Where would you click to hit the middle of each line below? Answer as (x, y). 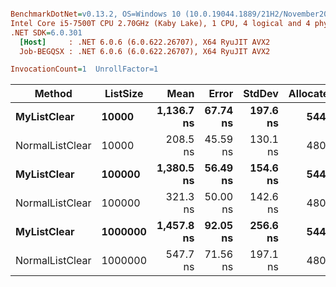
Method (53, 94)
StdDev (261, 94)
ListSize (124, 94)
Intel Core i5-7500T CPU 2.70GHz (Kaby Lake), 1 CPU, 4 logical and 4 (160, 23)
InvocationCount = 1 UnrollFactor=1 (84, 69)
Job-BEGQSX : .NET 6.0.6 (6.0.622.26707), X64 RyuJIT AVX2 (145, 51)
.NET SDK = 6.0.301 (46, 32)
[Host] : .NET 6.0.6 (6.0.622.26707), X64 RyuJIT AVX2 (145, 42)
